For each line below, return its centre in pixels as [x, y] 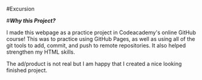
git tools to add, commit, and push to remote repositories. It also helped [96, 45]
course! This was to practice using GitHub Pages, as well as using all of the [101, 39]
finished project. [27, 70]
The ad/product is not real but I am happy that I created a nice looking [94, 64]
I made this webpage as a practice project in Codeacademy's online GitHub [101, 32]
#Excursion [20, 9]
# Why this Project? [31, 20]
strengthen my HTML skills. [41, 52]
